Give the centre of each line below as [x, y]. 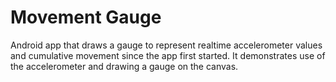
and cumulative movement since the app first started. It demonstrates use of [168, 55]
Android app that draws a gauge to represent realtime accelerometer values [166, 45]
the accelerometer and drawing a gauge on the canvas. [124, 66]
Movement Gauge [86, 17]
